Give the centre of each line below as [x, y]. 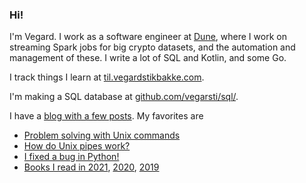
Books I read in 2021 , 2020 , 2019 [91, 167]
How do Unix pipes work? [77, 146]
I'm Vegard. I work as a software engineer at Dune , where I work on [148, 37]
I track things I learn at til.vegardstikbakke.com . [107, 77]
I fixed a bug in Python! [71, 157]
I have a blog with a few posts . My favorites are [106, 116]
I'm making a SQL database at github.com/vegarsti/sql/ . [124, 97]
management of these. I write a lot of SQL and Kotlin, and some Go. [148, 58]
